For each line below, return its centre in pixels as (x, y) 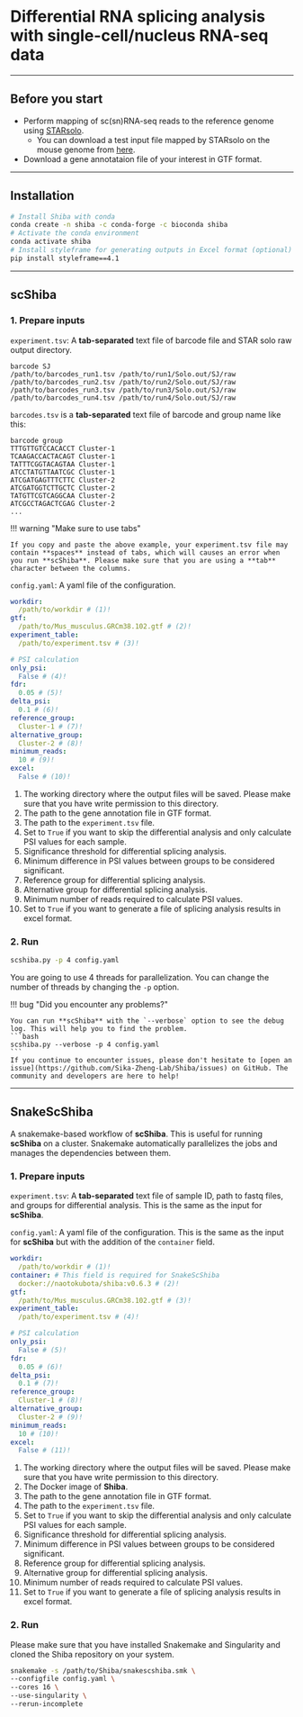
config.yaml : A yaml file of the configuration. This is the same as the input (147, 1233)
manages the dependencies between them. (91, 1152)
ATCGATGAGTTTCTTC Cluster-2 (63, 480)
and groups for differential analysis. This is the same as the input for (136, 1206)
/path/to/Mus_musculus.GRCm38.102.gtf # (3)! (105, 1300)
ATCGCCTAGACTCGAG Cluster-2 (63, 503)
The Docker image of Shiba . (76, 1487)
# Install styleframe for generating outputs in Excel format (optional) (151, 250)
